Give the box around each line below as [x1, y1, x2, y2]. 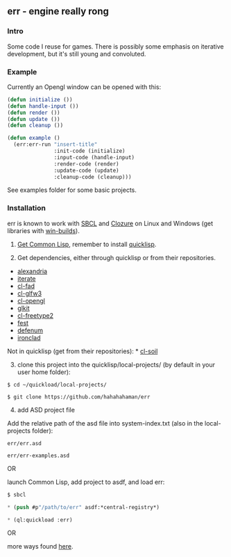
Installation [7, 203, 46, 213]
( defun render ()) [7, 109, 60, 116]
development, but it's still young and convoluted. [7, 49, 146, 58]
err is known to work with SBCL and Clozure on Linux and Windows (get [7, 219, 214, 227]
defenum [17, 326, 44, 334]
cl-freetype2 [17, 311, 54, 319]
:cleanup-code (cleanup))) [53, 173, 132, 180]
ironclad [17, 333, 41, 341]
